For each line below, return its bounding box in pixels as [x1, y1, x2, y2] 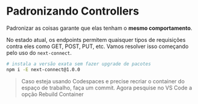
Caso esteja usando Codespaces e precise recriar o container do [21, 77, 185, 85]
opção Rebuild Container [21, 90, 84, 98]
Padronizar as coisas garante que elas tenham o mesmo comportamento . [6, 24, 193, 32]
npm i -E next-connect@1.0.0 [6, 66, 80, 72]
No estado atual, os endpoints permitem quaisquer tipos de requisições [6, 36, 186, 43]
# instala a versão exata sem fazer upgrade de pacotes [6, 61, 151, 67]
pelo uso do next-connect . [6, 49, 72, 56]
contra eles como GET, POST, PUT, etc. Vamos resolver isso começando [6, 43, 189, 50]
